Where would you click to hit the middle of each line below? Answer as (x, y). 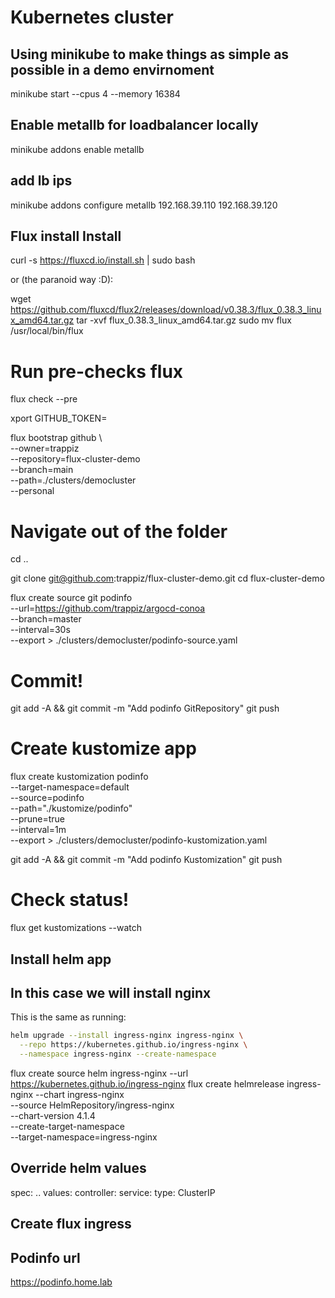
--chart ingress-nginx (80, 1094)
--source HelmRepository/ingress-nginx (92, 1105)
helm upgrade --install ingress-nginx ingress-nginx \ (127, 1036)
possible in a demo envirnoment (112, 69)
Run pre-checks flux (97, 371)
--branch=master (46, 619)
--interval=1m (38, 830)
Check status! (70, 900)
